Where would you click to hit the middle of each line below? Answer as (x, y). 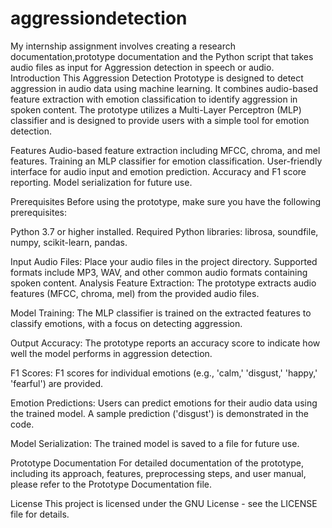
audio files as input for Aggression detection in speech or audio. (142, 67)
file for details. (40, 514)
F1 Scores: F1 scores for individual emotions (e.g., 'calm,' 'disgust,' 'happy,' (164, 373)
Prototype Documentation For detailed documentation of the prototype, (157, 463)
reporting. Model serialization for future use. (101, 182)
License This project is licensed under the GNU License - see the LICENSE (164, 503)
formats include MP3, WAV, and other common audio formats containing (159, 272)
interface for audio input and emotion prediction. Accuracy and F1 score (158, 171)
